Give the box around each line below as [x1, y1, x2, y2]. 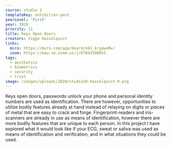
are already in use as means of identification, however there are [26, 115, 160, 121]
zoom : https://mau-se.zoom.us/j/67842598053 [10, 50, 106, 55]
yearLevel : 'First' [5, 17, 47, 22]
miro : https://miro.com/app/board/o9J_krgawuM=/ [10, 46, 115, 51]
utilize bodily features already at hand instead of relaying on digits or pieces [5, 103, 165, 110]
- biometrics [10, 65, 38, 70]
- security [10, 70, 33, 75]
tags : [5, 55, 17, 60]
